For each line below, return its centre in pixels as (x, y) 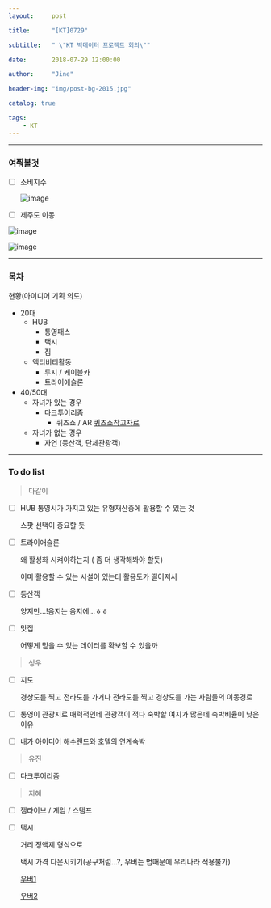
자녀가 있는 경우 (57, 403)
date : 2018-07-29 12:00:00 (65, 60)
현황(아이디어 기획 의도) (46, 296)
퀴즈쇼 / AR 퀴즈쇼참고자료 (98, 423)
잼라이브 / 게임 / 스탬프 (56, 810)
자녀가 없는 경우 (57, 433)
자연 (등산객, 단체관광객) (82, 443)
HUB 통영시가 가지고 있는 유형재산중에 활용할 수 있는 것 (107, 508)
